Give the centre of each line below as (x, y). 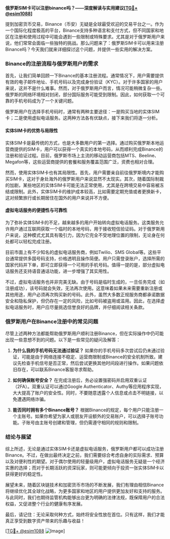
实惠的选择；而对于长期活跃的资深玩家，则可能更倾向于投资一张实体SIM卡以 (85, 468)
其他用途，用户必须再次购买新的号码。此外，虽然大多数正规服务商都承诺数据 (85, 294)
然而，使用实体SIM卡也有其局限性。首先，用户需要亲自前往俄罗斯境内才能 (82, 172)
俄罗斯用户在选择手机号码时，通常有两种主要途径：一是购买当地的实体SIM (82, 112)
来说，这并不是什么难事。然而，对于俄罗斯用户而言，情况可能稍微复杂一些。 (85, 88)
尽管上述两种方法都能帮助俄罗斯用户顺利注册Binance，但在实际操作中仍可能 (85, 333)
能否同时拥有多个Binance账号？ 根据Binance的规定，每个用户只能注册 (86, 410)
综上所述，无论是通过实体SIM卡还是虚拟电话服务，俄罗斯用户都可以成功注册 (85, 449)
